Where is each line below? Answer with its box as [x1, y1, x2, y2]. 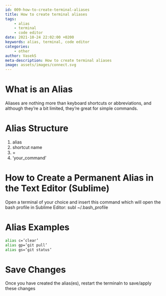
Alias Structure [5, 123, 68, 134]
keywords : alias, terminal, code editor [5, 40, 90, 45]
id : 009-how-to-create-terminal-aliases [5, 7, 90, 12]
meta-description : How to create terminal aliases [5, 58, 112, 63]
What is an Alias [5, 84, 73, 95]
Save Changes [5, 264, 66, 275]
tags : [5, 16, 16, 21]
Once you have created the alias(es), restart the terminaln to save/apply [5, 280, 152, 286]
